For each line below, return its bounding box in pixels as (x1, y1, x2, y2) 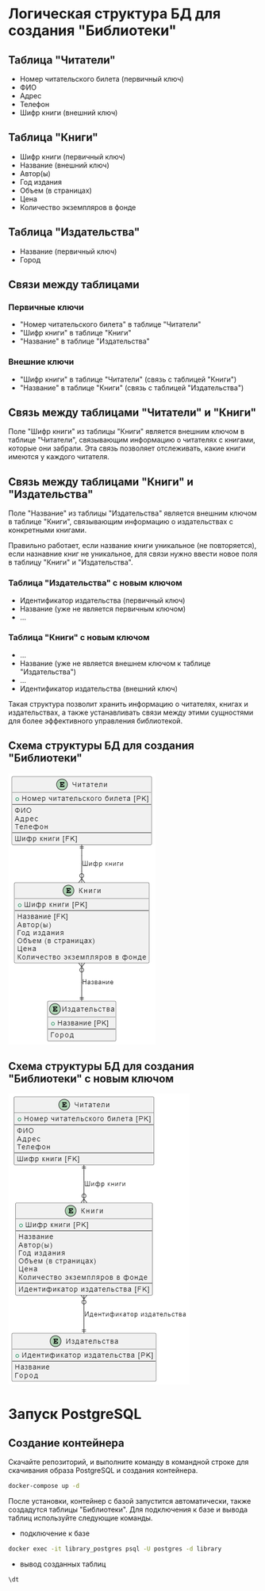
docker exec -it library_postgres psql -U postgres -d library (8, 1545, 222, 1553)
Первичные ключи (8, 301, 85, 312)
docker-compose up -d (8, 1482, 80, 1490)
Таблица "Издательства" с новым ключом (8, 577, 182, 588)
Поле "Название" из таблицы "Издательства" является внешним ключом (8, 508, 258, 518)
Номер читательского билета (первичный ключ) (19, 75, 184, 83)
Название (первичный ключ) (19, 247, 117, 256)
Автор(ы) (19, 168, 52, 178)
